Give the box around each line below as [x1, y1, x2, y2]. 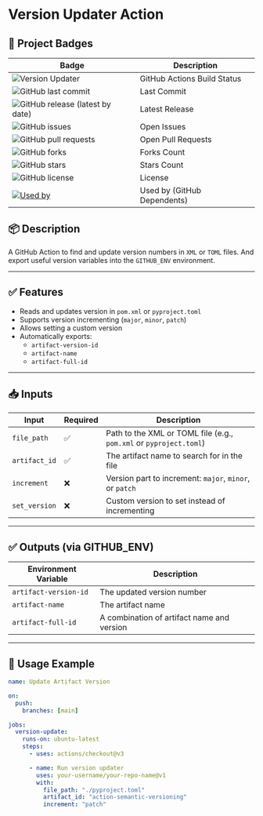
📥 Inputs [8, 388, 53, 401]
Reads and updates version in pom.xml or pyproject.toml [19, 306, 202, 315]
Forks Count [139, 147, 186, 158]
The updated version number [99, 587, 207, 598]
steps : [22, 743, 44, 751]
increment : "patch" [42, 800, 107, 809]
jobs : [8, 720, 26, 729]
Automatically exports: [19, 331, 92, 341]
